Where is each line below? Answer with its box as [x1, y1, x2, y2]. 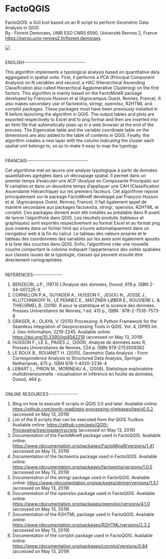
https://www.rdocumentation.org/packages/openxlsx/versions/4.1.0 [12, 500, 150, 506]
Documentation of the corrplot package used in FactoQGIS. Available [12, 532, 153, 538]
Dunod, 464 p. [12, 376, 42, 382]
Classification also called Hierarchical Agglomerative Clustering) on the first [5, 85, 160, 91]
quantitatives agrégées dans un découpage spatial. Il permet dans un [5, 172, 146, 179]
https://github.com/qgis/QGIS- [46, 422, 109, 428]
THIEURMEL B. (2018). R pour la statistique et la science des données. [12, 302, 156, 308]
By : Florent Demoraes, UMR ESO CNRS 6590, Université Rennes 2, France [5, 30, 158, 36]
